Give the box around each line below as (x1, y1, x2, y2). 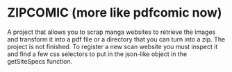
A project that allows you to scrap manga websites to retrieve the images (7, 28, 216, 36)
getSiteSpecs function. (7, 57, 73, 65)
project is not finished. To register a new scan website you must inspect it (7, 42, 218, 51)
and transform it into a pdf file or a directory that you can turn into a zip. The (7, 35, 226, 43)
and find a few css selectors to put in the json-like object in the (7, 50, 188, 58)
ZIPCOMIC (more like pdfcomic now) (7, 5, 222, 21)
